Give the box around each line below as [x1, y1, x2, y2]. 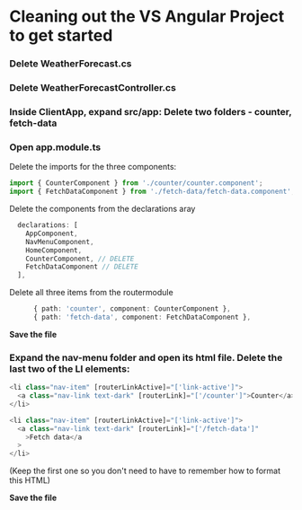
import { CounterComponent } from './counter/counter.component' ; [9, 179, 263, 188]
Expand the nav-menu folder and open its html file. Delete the [9, 351, 283, 364]
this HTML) [9, 475, 51, 486]
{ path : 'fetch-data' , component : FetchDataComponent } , [32, 312, 252, 321]
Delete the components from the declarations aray [9, 204, 196, 214]
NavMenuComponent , [25, 237, 94, 246]
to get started [9, 25, 113, 46]
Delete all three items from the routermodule [9, 287, 173, 298]
